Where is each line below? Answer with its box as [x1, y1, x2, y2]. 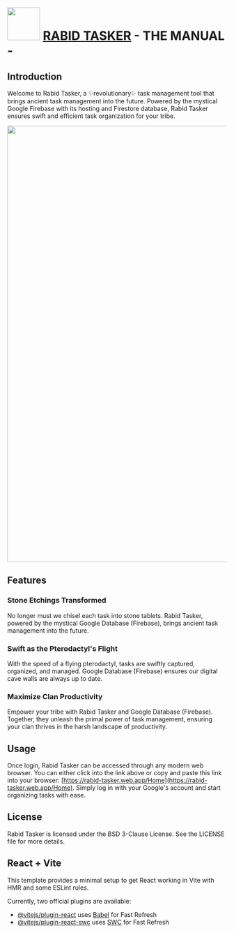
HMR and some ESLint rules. [7, 883, 89, 892]
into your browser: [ [7, 776, 64, 785]
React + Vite [7, 858, 62, 869]
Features [7, 575, 47, 587]
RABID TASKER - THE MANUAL [42, 28, 225, 44]
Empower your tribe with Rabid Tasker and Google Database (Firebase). [7, 707, 213, 716]
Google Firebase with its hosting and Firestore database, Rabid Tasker [7, 105, 209, 112]
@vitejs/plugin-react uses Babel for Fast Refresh [17, 910, 157, 918]
